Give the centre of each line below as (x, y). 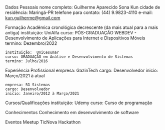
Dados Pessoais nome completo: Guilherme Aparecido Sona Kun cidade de (83, 7)
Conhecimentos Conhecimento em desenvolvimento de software (72, 112)
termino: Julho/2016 (27, 61)
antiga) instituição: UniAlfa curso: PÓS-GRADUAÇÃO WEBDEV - (71, 33)
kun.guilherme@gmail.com (33, 18)
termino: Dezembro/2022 (31, 43)
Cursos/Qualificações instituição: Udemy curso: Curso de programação (79, 103)
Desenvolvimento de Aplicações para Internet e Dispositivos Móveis (75, 38)
